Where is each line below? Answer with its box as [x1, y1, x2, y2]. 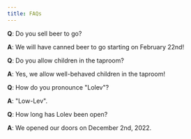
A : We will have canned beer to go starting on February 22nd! [7, 42, 185, 51]
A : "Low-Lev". [7, 97, 47, 105]
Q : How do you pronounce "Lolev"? [7, 83, 109, 91]
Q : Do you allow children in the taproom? [7, 56, 124, 65]
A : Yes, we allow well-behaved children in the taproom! [7, 69, 166, 78]
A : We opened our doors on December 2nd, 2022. [7, 123, 152, 132]
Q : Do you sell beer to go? [7, 29, 82, 38]
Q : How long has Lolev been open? [7, 110, 108, 118]
